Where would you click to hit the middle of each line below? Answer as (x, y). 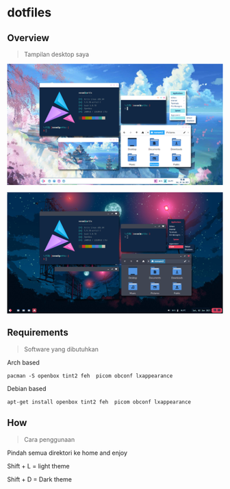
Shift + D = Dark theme (39, 479)
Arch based (23, 362)
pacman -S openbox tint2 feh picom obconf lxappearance (90, 376)
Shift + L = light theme (38, 466)
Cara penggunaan (49, 439)
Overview (28, 38)
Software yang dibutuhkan (61, 349)
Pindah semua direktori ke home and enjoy (67, 453)
